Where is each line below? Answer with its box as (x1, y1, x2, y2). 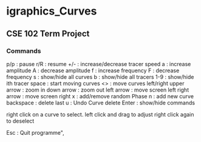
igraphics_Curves (6, 4, 97, 18)
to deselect (6, 117, 35, 124)
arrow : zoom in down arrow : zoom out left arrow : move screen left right (6, 86, 189, 93)
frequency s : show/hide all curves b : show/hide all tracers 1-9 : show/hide (6, 73, 194, 80)
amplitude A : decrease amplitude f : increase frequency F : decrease (6, 67, 180, 74)
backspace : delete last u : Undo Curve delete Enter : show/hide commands (6, 99, 196, 106)
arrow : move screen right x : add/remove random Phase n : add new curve (6, 92, 194, 100)
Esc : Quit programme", (6, 129, 65, 136)
